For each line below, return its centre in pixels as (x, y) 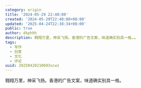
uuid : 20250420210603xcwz (32, 65)
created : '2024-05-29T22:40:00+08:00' (46, 19)
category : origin (23, 10)
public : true (19, 28)
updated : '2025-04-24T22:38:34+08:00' (46, 24)
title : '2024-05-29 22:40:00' (37, 14)
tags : (11, 42)
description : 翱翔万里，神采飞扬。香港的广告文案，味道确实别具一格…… (71, 38)
